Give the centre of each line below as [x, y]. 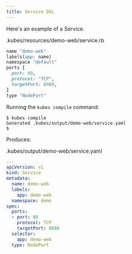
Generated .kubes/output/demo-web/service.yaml [66, 123]
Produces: [19, 139]
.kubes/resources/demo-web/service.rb [55, 40]
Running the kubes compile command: [53, 107]
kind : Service [24, 173]
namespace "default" [32, 62]
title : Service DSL [30, 12]
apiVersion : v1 [25, 168]
